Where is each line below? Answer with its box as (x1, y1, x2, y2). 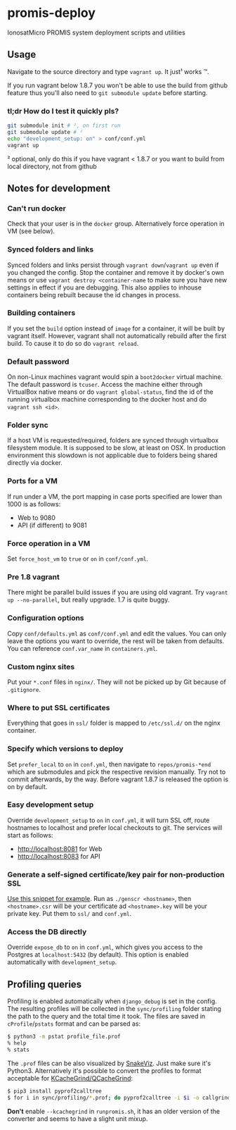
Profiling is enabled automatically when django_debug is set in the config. (7, 997, 218, 1005)
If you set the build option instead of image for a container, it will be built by (7, 324, 225, 333)
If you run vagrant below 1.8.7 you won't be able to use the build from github (7, 81, 228, 89)
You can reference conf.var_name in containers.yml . (7, 644, 158, 652)
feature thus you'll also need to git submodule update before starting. (7, 88, 208, 97)
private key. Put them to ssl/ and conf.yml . (7, 909, 132, 918)
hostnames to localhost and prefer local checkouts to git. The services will (7, 823, 223, 832)
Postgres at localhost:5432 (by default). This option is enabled (7, 950, 189, 959)
